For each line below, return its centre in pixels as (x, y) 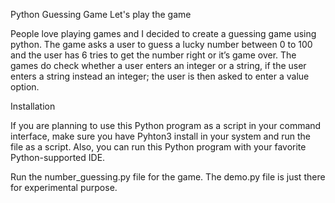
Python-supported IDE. (58, 157)
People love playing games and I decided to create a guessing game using (163, 33)
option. (25, 87)
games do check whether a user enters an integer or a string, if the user (158, 65)
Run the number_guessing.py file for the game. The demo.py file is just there (168, 177)
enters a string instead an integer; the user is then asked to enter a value (160, 76)
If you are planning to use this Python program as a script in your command (166, 125)
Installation (33, 106)
